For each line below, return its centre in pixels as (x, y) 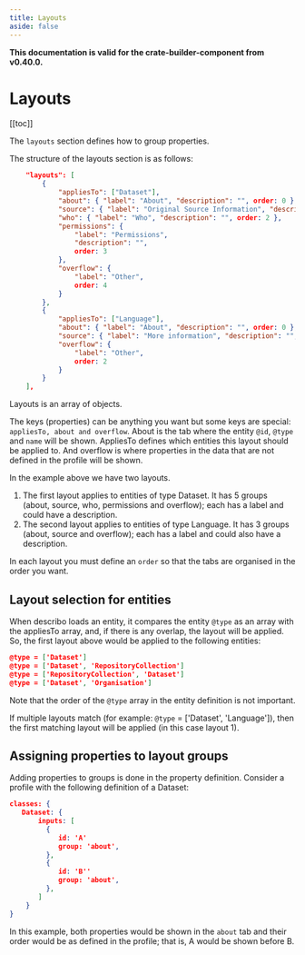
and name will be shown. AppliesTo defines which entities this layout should (149, 441)
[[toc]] (21, 124)
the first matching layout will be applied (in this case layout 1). (124, 727)
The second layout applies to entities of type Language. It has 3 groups (156, 524)
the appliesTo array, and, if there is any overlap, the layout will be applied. (147, 631)
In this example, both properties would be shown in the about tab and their (148, 931)
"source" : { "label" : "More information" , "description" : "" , (178, 336)
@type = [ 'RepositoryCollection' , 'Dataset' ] (97, 674)
